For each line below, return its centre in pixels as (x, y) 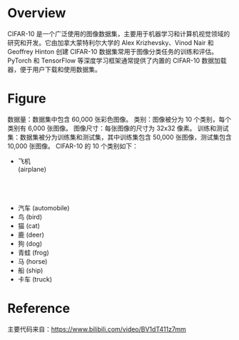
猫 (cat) (29, 225)
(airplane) (32, 169)
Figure (27, 99)
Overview (37, 13)
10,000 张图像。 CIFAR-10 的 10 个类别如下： (73, 146)
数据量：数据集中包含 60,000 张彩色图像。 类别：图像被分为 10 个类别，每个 (119, 119)
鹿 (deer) (31, 235)
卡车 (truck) (35, 279)
